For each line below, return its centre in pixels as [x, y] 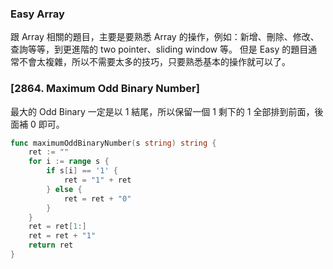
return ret [51, 245]
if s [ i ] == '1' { [82, 171]
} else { [64, 189]
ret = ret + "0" [97, 198]
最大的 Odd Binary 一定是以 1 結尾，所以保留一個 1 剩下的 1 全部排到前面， [162, 111]
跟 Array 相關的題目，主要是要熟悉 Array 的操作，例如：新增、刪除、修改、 [165, 37]
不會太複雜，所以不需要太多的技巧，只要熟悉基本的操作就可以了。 [154, 62]
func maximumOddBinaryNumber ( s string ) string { [113, 143]
